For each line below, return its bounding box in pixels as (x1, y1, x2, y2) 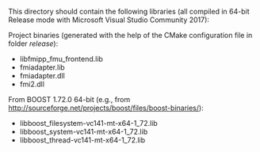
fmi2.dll (19, 79, 45, 89)
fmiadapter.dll (19, 71, 65, 80)
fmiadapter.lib (19, 63, 65, 72)
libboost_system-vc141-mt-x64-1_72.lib (19, 127, 148, 136)
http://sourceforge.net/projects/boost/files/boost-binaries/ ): (8, 103, 204, 112)
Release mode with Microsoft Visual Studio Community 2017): (8, 15, 210, 25)
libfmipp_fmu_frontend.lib (19, 55, 103, 63)
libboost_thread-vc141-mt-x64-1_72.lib (19, 135, 146, 145)
